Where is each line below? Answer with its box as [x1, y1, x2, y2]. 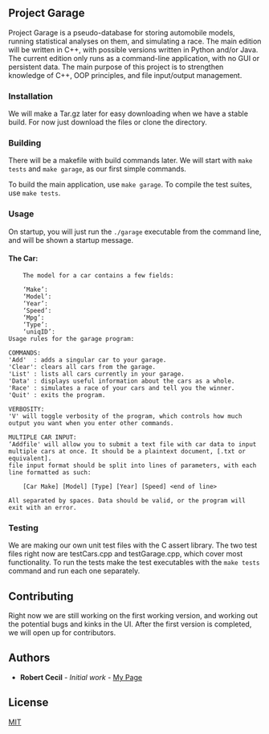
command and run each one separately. [8, 566, 141, 576]
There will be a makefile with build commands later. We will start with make [8, 156, 253, 166]
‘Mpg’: [22, 314, 45, 322]
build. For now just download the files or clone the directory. [8, 117, 207, 127]
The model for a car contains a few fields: [22, 271, 174, 280]
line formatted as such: [8, 468, 92, 477]
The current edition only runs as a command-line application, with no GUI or [8, 53, 260, 63]
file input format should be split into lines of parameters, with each [8, 461, 257, 470]
